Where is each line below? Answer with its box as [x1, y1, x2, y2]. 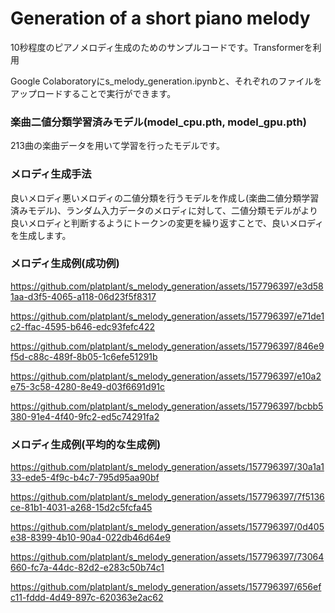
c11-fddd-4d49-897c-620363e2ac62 [10, 592, 164, 604]
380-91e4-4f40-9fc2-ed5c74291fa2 [10, 410, 160, 422]
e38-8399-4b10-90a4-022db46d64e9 [10, 532, 171, 544]
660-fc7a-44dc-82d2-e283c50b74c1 [10, 562, 165, 574]
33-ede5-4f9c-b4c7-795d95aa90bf [10, 472, 160, 484]
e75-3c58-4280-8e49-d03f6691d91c [10, 380, 166, 392]
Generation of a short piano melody [10, 7, 311, 30]
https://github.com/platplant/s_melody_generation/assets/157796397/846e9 [10, 340, 325, 352]
